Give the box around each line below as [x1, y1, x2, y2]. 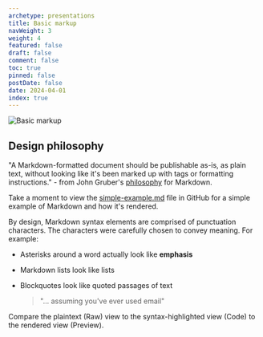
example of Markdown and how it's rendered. [8, 201, 159, 211]
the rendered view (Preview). [8, 320, 104, 330]
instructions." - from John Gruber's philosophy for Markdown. [8, 177, 212, 187]
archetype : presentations [8, 11, 95, 20]
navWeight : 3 [8, 26, 52, 35]
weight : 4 [8, 34, 42, 43]
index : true [8, 94, 48, 102]
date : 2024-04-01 [8, 86, 67, 95]
